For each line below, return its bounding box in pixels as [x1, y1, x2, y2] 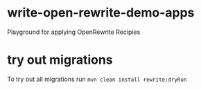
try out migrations [7, 52, 113, 68]
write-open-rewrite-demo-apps [7, 5, 195, 21]
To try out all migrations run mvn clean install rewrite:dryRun [7, 75, 187, 83]
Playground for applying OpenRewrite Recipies [7, 28, 141, 36]
